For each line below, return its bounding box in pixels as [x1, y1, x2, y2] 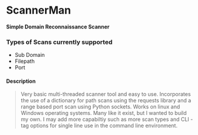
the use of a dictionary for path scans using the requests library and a [20, 97, 191, 104]
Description [6, 78, 36, 85]
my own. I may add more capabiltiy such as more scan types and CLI [20, 116, 190, 123]
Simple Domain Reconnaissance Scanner [6, 23, 110, 30]
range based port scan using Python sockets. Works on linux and [20, 103, 180, 110]
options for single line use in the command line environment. [30, 122, 178, 129]
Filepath [14, 57, 35, 65]
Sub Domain [14, 52, 45, 59]
